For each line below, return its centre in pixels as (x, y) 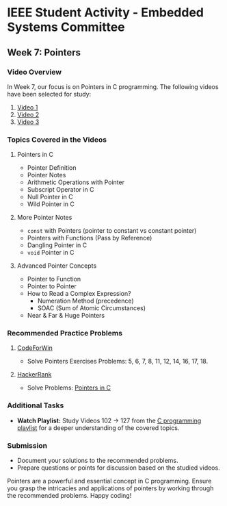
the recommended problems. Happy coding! (69, 496)
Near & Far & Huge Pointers (66, 316)
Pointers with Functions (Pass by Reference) (90, 238)
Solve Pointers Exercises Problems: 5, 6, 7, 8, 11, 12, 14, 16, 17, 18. (118, 362)
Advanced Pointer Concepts (57, 266)
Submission (27, 445)
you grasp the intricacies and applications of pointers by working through (110, 488)
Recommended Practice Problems (65, 333)
